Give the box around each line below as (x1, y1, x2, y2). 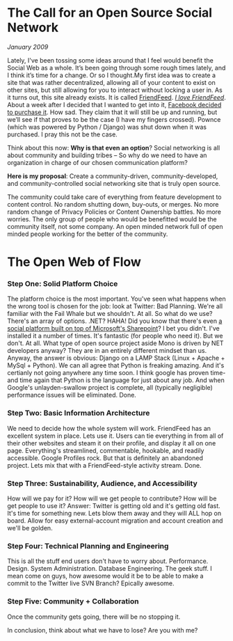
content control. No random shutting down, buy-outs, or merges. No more (7, 200, 219, 208)
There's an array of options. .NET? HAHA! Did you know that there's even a (7, 317, 223, 325)
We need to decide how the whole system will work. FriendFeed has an (7, 424, 211, 432)
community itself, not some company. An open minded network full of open (7, 222, 223, 230)
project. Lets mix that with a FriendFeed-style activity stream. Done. (7, 461, 202, 469)
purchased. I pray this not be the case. (7, 130, 118, 139)
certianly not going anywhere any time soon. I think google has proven (7, 369, 209, 377)
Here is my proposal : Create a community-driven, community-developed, (7, 172, 218, 180)
